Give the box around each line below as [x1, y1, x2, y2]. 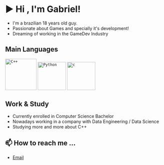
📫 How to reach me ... [5, 138, 76, 147]
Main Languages [5, 45, 58, 53]
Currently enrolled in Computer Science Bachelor [12, 113, 114, 119]
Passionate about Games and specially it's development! [12, 25, 129, 31]
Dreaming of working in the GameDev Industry [12, 30, 108, 36]
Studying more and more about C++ [12, 123, 87, 129]
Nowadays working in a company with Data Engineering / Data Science [12, 118, 159, 124]
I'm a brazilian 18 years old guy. [12, 20, 77, 26]
